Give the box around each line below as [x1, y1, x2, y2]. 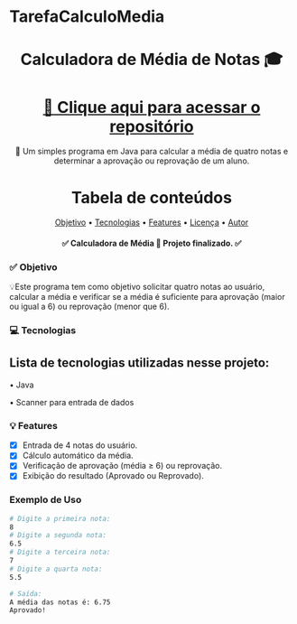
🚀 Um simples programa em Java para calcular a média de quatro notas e [14, 146, 289, 157]
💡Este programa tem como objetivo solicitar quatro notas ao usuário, [9, 282, 265, 293]
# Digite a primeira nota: [9, 514, 111, 523]
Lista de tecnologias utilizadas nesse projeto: [9, 355, 270, 371]
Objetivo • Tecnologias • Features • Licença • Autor [54, 217, 249, 228]
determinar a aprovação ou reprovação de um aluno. [53, 155, 250, 166]
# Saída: [9, 589, 42, 598]
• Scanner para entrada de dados [9, 396, 135, 407]
